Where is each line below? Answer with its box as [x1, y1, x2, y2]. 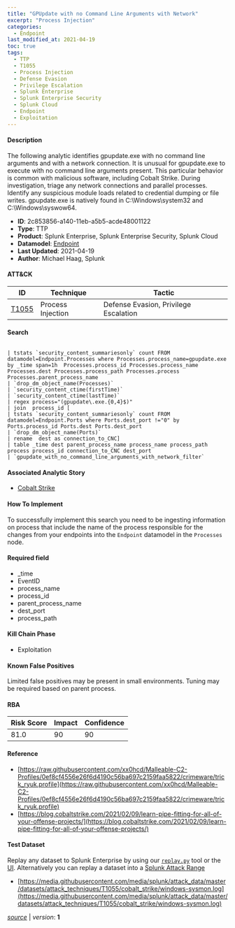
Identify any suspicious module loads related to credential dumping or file [7, 188, 219, 197]
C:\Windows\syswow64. [7, 204, 77, 212]
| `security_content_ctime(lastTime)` [7, 392, 120, 399]
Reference [7, 750, 38, 758]
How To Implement [7, 500, 63, 508]
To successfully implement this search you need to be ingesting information [7, 515, 226, 524]
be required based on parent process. [7, 685, 117, 693]
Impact [53, 718, 78, 728]
